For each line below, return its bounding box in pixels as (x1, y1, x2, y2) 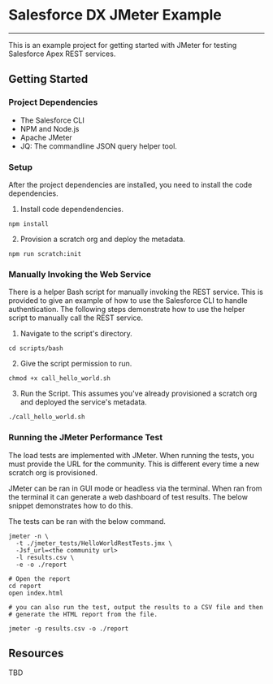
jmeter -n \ (8, 532, 49, 540)
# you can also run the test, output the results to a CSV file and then (8, 603, 264, 611)
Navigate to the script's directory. (19, 329, 132, 339)
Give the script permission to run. (19, 359, 132, 369)
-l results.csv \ (15, 553, 75, 561)
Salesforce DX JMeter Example (8, 6, 222, 24)
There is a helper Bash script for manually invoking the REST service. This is (8, 287, 264, 297)
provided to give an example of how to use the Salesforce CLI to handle (8, 296, 248, 305)
